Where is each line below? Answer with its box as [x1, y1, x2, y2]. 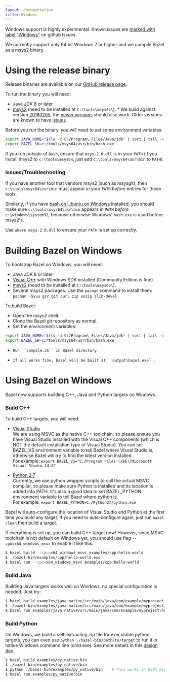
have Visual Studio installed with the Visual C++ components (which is [12, 436, 160, 442]
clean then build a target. [5, 520, 57, 526]
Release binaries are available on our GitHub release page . [5, 81, 127, 87]
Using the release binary [5, 64, 110, 76]
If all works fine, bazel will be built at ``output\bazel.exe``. [12, 358, 156, 363]
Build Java [5, 572, 31, 579]
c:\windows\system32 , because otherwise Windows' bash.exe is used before [5, 212, 163, 218]
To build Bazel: [5, 303, 36, 309]
